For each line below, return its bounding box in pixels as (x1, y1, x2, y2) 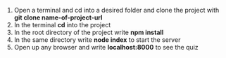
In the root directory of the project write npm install (13, 28, 164, 36)
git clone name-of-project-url (13, 13, 103, 22)
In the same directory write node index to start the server (13, 36, 181, 44)
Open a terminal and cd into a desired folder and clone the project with (13, 6, 220, 14)
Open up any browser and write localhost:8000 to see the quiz (13, 43, 199, 51)
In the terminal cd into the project (13, 21, 111, 29)
